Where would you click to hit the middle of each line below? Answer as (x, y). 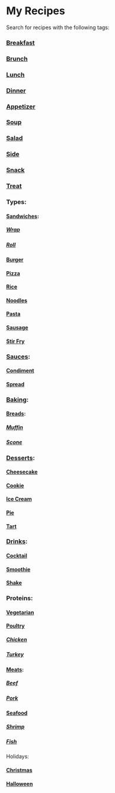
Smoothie (18, 569)
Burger (15, 260)
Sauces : (18, 356)
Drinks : (17, 541)
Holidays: (18, 756)
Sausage (17, 327)
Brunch (17, 59)
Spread (15, 384)
